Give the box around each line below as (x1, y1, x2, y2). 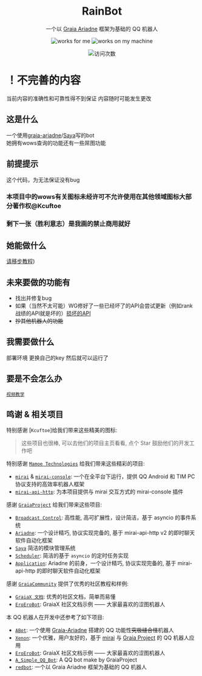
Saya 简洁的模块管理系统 (15, 545, 76, 552)
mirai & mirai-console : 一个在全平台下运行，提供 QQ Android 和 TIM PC (15, 473, 195, 480)
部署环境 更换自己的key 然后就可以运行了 (6, 354, 109, 361)
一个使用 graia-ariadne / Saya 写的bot (6, 131, 95, 139)
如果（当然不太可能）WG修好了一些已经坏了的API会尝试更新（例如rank (15, 302, 193, 309)
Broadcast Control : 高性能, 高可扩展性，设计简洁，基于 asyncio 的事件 (15, 514, 191, 521)
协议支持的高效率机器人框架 (15, 481, 85, 488)
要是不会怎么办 (6, 374, 62, 384)
